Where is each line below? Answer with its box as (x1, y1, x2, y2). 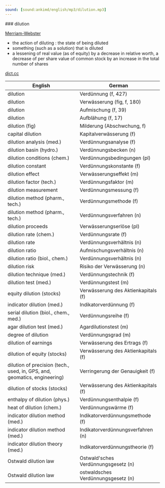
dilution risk (7, 263, 34, 270)
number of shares (12, 61, 49, 67)
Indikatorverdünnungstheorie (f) (79, 443, 154, 450)
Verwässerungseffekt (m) (79, 171, 139, 177)
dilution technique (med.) (7, 271, 66, 278)
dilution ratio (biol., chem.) (7, 255, 68, 262)
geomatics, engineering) (7, 374, 64, 381)
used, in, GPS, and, (7, 368, 52, 375)
